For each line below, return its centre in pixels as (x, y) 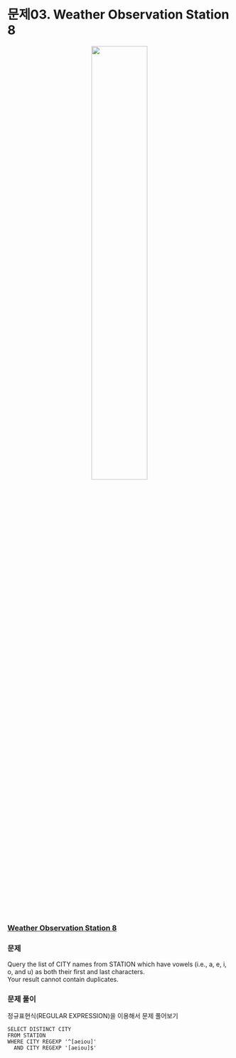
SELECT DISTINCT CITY (39, 1030)
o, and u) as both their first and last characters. (76, 972)
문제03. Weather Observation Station (118, 15)
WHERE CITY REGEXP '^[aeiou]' (52, 1042)
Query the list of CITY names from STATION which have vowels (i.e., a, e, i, (117, 964)
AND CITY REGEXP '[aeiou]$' (55, 1048)
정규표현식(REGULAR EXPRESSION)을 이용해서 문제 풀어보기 (93, 1016)
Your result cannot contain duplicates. (63, 980)
